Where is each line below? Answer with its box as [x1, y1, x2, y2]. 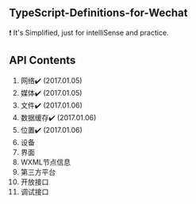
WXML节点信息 [20, 157, 71, 167]
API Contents [9, 54, 76, 67]
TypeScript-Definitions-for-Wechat [9, 6, 188, 20]
